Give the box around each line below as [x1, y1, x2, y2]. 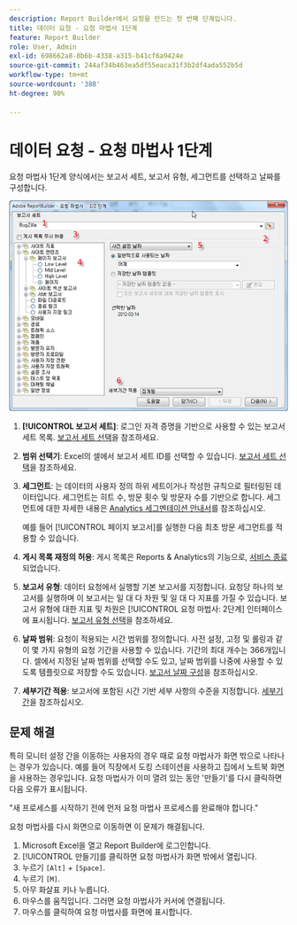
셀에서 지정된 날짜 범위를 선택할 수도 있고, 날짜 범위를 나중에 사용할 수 [34, 656, 274, 666]
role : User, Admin [9, 43, 77, 51]
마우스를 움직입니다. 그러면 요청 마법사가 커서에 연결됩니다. [21, 895, 225, 906]
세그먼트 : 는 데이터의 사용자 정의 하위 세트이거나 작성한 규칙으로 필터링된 [21, 481, 272, 492]
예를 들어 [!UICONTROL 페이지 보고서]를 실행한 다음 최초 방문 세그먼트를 [21, 522, 274, 532]
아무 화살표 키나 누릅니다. [21, 884, 110, 895]
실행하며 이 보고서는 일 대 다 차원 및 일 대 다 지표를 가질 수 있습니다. [45, 593, 278, 603]
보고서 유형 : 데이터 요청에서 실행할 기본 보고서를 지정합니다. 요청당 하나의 [21, 581, 274, 593]
